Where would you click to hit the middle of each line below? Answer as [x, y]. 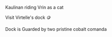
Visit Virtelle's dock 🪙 [28, 17]
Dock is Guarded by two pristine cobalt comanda [56, 29]
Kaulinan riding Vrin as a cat [35, 7]
